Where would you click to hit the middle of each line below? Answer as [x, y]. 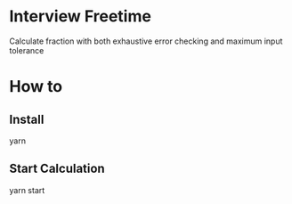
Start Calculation [57, 169]
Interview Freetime [80, 16]
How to [36, 87]
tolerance [27, 50]
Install [27, 119]
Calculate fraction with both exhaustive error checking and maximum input [146, 41]
